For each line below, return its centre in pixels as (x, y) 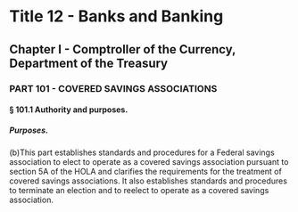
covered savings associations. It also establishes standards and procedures (149, 181)
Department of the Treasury (89, 63)
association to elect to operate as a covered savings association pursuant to (149, 162)
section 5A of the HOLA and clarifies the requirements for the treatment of (146, 172)
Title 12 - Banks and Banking (116, 16)
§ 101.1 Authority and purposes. (69, 110)
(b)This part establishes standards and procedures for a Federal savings (142, 152)
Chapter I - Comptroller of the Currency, (123, 49)
